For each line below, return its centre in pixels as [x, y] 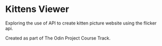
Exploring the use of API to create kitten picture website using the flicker [81, 23]
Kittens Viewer [37, 9]
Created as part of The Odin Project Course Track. [58, 38]
